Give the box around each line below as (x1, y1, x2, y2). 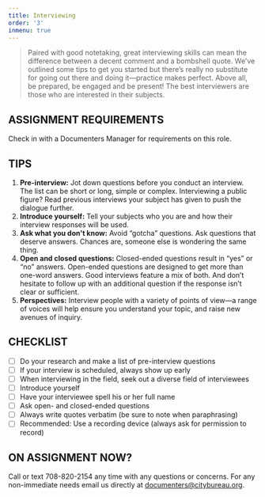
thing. (19, 245, 39, 254)
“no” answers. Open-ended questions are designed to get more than (19, 262, 244, 271)
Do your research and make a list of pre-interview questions (19, 356, 216, 366)
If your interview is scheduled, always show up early (19, 365, 191, 374)
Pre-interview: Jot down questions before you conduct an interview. (19, 178, 244, 187)
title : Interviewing (8, 11, 77, 20)
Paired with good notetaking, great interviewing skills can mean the (27, 48, 248, 58)
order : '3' (8, 19, 44, 27)
